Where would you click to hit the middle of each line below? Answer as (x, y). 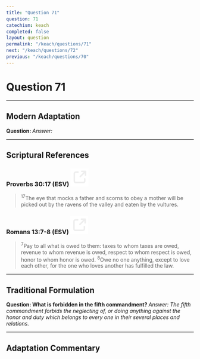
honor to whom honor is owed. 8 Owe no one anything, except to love (105, 259)
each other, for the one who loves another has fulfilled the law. (97, 266)
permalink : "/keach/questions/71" (49, 44)
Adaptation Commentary (53, 348)
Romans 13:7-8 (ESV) (38, 232)
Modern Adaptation (43, 116)
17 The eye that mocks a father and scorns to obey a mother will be (102, 197)
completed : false (28, 32)
